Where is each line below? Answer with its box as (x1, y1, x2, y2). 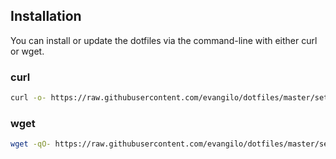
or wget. (10, 45, 45, 57)
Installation (10, 8, 82, 25)
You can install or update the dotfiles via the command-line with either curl (10, 34, 318, 46)
